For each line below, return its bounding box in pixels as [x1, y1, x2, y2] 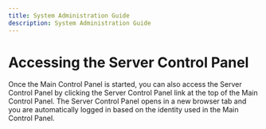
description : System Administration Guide [8, 19, 151, 27]
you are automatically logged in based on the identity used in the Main [8, 105, 239, 115]
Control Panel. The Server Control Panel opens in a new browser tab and [8, 96, 247, 106]
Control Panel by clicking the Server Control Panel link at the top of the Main [8, 88, 258, 98]
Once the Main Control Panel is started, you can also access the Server [8, 80, 242, 89]
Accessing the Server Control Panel [8, 53, 249, 72]
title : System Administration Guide [8, 11, 130, 20]
